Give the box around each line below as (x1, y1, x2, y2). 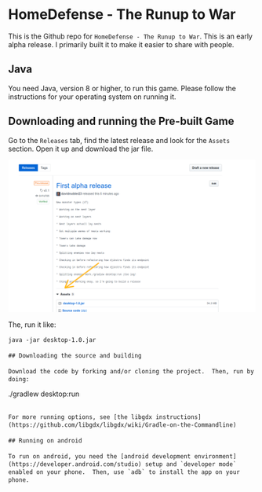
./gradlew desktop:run (8, 389, 80, 398)
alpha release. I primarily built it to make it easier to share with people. (8, 39, 235, 49)
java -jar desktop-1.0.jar (8, 336, 96, 344)
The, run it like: (8, 320, 56, 329)
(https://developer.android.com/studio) (8, 461, 143, 468)
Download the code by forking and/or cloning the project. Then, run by (8, 368, 255, 376)
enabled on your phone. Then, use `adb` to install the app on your (8, 468, 241, 476)
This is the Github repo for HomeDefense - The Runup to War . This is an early (8, 31, 253, 41)
